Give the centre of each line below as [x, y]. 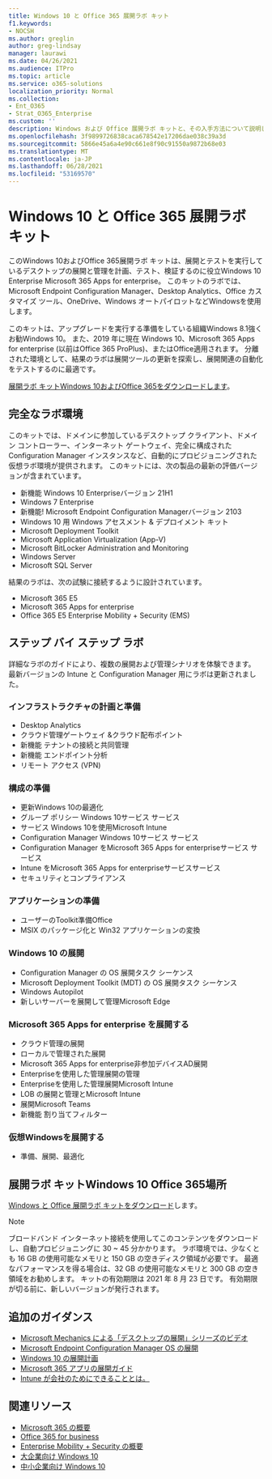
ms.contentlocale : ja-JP [50, 159]
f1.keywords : [30, 23]
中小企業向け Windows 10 [63, 1466]
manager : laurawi [38, 53]
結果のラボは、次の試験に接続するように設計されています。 [107, 582]
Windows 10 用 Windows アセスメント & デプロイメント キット [124, 521]
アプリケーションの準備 [54, 901]
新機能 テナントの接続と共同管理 [74, 745]
